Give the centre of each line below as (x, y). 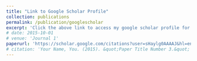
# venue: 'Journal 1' (33, 38)
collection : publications (38, 17)
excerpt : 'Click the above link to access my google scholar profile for (98, 28)
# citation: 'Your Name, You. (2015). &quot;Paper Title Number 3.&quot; (98, 49)
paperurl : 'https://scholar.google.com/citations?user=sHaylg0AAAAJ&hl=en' (101, 44)
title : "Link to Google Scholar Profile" (57, 11)
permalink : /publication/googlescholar (55, 22)
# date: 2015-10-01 (30, 33)
